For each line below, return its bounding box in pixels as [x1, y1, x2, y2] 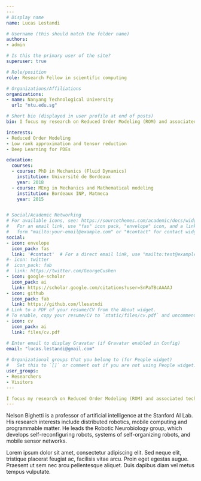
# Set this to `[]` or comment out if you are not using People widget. [6, 362, 197, 369]
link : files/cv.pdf [11, 329, 60, 335]
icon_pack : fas [11, 245, 50, 252]
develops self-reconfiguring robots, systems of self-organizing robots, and [6, 431, 191, 438]
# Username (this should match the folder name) [6, 31, 130, 37]
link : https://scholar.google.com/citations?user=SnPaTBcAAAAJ [11, 284, 172, 291]
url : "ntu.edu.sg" [11, 103, 58, 109]
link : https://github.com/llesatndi [11, 301, 103, 308]
